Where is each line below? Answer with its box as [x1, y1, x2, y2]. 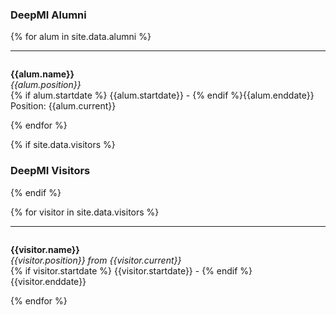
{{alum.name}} [10, 68, 75, 80]
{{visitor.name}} [10, 243, 80, 255]
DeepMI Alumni [10, 8, 87, 22]
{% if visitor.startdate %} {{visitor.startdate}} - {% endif [10, 264, 238, 277]
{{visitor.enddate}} [10, 275, 87, 287]
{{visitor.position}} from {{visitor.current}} [10, 254, 182, 266]
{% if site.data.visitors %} [10, 139, 116, 151]
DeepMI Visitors [10, 164, 91, 178]
